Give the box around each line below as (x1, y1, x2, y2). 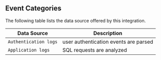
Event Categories (5, 4, 62, 13)
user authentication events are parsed (62, 38, 154, 45)
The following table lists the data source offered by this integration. (5, 17, 146, 23)
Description (93, 29, 122, 37)
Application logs (8, 47, 50, 53)
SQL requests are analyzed (62, 46, 127, 53)
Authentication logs (8, 39, 58, 45)
